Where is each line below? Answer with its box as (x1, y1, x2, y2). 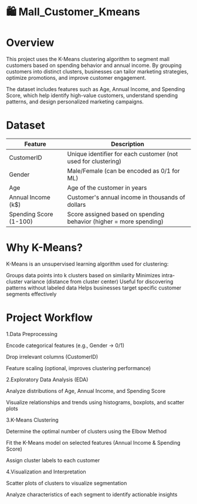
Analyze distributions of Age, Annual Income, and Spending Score (6, 387, 166, 394)
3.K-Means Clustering (6, 416, 59, 424)
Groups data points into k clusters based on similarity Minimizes (6, 272, 161, 278)
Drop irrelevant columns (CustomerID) (6, 353, 98, 360)
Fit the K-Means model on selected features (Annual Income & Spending (6, 439, 181, 446)
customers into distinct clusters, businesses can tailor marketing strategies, (6, 68, 189, 75)
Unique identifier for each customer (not (67, 150, 178, 158)
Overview (6, 36, 55, 49)
